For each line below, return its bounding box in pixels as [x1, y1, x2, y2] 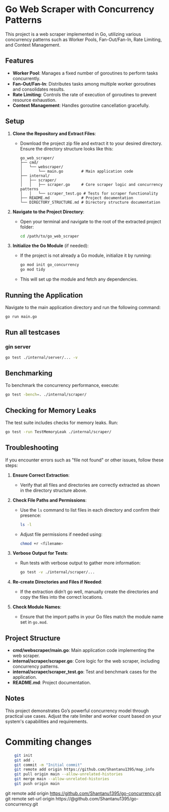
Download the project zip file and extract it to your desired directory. [20, 140, 162, 146]
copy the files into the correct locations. [20, 594, 103, 600]
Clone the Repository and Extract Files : [12, 130, 96, 136]
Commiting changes [5, 736, 92, 748]
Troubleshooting [5, 443, 59, 452]
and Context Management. [5, 42, 61, 48]
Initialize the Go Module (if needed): [12, 243, 89, 249]
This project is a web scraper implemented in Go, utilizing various [5, 31, 141, 37]
